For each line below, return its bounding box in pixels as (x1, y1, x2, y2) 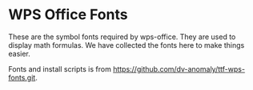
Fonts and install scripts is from (8, 64, 112, 73)
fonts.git (8, 72, 36, 82)
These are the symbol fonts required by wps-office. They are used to (8, 32, 236, 41)
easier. (8, 49, 30, 58)
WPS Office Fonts (8, 6, 128, 24)
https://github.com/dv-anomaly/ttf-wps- (113, 64, 246, 73)
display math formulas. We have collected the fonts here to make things (8, 40, 245, 49)
